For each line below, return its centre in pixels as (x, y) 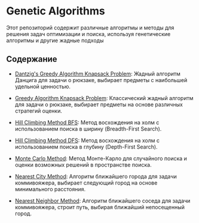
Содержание (32, 59)
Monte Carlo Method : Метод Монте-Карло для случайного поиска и (101, 158)
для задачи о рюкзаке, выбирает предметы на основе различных (99, 104)
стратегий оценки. (39, 111)
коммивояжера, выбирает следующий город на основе (86, 183)
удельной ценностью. (42, 86)
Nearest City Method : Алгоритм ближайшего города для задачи (96, 176)
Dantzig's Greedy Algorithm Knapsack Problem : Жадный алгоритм (98, 74)
